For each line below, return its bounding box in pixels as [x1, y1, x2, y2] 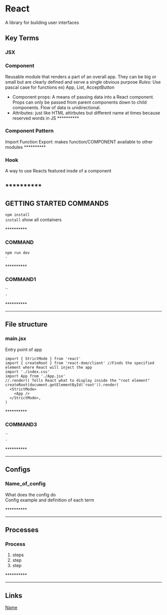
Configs [5, 465, 31, 474]
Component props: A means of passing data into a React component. [12, 94, 155, 100]
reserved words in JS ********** [12, 115, 80, 121]
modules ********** [5, 144, 46, 150]
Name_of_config [5, 480, 46, 487]
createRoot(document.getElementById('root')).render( [5, 382, 119, 387]
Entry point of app [5, 346, 42, 352]
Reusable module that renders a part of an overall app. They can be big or [5, 73, 157, 80]
